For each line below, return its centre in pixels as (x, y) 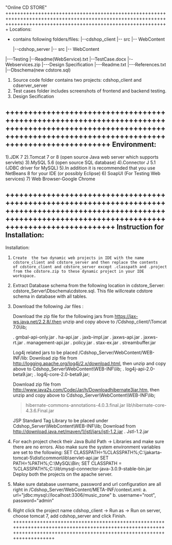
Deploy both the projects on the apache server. (63, 474)
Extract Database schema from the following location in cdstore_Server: (89, 285)
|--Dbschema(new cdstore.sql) (38, 70)
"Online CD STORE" (26, 7)
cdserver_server (30, 85)
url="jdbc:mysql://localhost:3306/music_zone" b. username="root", (84, 495)
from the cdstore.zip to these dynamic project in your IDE (78, 271)
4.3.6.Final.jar (40, 410)
